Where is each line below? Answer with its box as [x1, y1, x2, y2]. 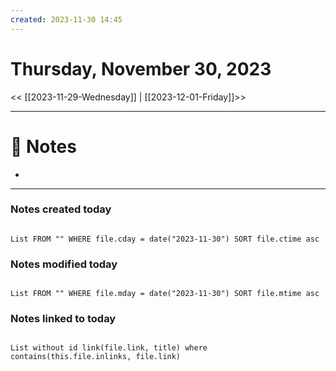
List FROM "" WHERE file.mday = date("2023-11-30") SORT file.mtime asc [10, 289, 320, 299]
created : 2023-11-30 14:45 [10, 14, 123, 25]
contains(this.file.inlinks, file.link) [10, 352, 182, 362]
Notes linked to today [10, 312, 117, 326]
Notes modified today [10, 257, 118, 271]
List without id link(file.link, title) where [10, 343, 208, 353]
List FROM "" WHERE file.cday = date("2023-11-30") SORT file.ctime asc [10, 234, 320, 244]
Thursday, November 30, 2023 [10, 57, 272, 80]
